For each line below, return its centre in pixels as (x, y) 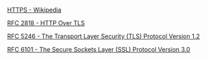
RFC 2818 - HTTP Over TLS (46, 23)
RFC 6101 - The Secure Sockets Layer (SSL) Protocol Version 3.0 (99, 49)
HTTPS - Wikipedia (34, 10)
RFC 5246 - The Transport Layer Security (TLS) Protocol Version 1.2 (103, 36)
